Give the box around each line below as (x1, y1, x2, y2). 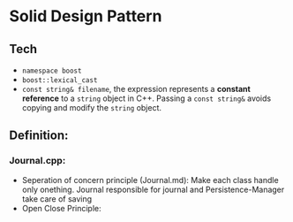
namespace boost (21, 66, 82, 75)
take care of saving (21, 193, 93, 204)
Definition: (9, 128, 69, 143)
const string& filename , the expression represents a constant (21, 84, 252, 94)
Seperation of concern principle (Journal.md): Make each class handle (21, 174, 280, 185)
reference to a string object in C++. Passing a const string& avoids (21, 93, 272, 103)
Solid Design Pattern (9, 6, 162, 27)
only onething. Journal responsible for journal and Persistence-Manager (21, 184, 285, 195)
